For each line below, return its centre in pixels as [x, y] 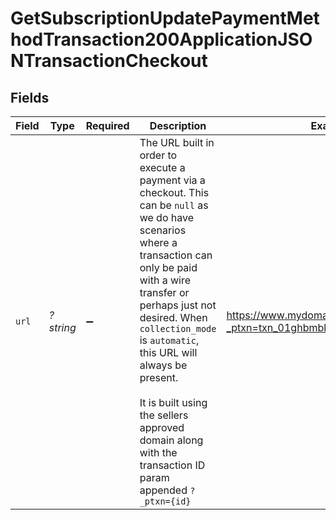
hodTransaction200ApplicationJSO [161, 39]
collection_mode [178, 328]
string [62, 327]
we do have [167, 217]
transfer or [164, 292]
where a [158, 242]
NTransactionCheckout [109, 61]
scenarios [163, 230]
